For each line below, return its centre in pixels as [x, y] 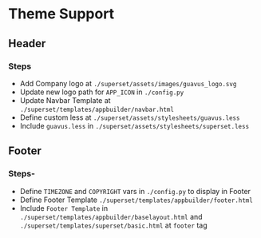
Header [27, 44]
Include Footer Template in [64, 208]
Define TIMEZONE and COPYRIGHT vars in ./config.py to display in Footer [135, 191]
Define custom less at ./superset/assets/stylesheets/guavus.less [130, 117]
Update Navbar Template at [65, 100]
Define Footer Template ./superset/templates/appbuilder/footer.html [136, 200]
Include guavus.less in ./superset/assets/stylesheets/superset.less [134, 125]
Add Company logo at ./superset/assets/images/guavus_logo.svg [128, 83]
